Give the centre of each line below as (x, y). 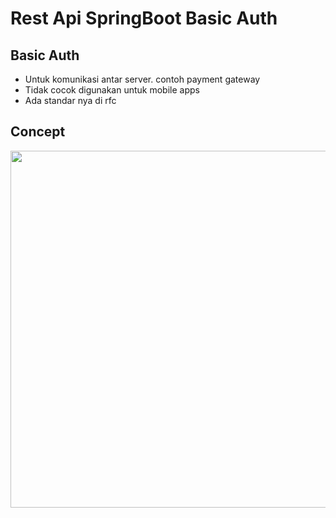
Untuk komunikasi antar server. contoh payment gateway (142, 79)
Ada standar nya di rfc (70, 100)
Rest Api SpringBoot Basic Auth (144, 18)
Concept (38, 132)
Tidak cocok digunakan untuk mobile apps (112, 90)
